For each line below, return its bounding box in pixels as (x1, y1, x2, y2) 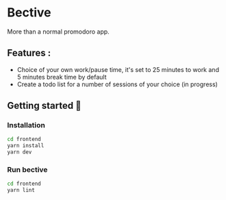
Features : (7, 47, 51, 59)
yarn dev (7, 149, 32, 155)
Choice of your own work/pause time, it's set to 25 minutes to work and (16, 65, 219, 73)
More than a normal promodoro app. (7, 27, 110, 36)
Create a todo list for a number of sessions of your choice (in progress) (16, 80, 218, 88)
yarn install (7, 142, 45, 149)
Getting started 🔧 (7, 100, 82, 112)
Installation (7, 121, 46, 130)
